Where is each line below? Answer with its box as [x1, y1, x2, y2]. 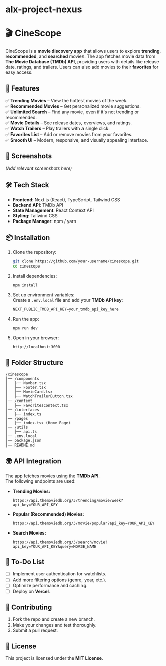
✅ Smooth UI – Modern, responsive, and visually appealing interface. [5, 137, 148, 143]
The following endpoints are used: [5, 478, 76, 484]
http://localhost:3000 [12, 344, 60, 349]
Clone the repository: [12, 249, 57, 255]
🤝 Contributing [5, 603, 52, 611]
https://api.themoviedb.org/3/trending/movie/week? [12, 498, 123, 503]
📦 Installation [5, 233, 50, 242]
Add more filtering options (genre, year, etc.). [12, 576, 107, 583]
